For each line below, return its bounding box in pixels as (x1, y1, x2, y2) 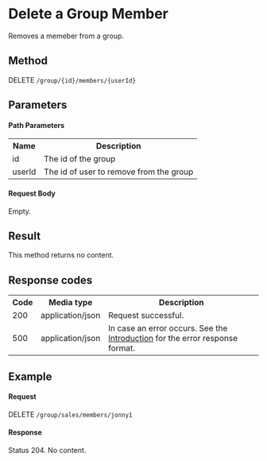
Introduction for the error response (108, 333, 238, 344)
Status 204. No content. (8, 445, 87, 455)
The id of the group (43, 153, 116, 165)
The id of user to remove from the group (43, 166, 194, 177)
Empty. (8, 206, 32, 215)
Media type (48, 297, 93, 308)
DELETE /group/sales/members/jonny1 (8, 409, 133, 419)
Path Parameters (8, 120, 65, 130)
